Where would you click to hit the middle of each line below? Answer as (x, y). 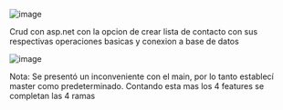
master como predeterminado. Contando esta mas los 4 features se (137, 86)
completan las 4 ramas (52, 96)
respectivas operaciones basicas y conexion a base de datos (124, 41)
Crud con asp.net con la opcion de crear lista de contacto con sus (134, 31)
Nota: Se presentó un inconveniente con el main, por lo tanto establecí (141, 76)
